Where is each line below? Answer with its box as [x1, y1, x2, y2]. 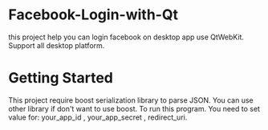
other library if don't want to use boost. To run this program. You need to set [8, 104, 261, 113]
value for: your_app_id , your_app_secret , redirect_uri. [8, 112, 188, 122]
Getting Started [8, 69, 114, 87]
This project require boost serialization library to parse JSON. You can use [8, 95, 254, 105]
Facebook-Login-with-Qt [8, 6, 179, 24]
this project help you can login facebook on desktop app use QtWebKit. [8, 32, 245, 42]
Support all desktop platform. [8, 40, 105, 50]
